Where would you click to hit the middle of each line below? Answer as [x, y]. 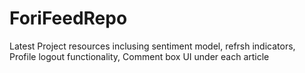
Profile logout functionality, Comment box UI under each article [139, 56]
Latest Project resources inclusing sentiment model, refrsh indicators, [152, 46]
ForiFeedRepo [68, 18]
